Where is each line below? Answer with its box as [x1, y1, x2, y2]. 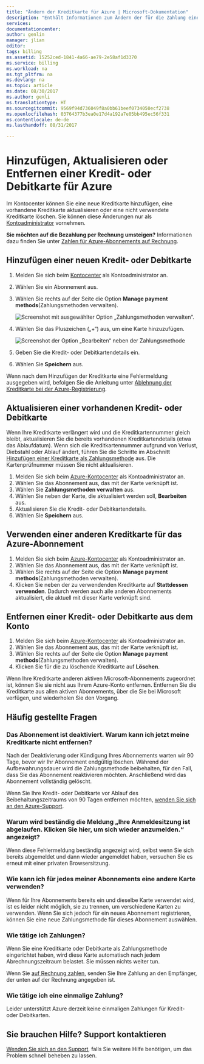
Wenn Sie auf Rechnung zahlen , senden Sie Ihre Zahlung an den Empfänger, [6, 970, 197, 977]
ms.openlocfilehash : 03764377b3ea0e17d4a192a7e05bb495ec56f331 [6, 111, 170, 117]
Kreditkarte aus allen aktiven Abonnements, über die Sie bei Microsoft [6, 688, 181, 695]
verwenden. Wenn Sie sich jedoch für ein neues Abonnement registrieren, [6, 909, 191, 917]
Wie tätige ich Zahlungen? [6, 931, 86, 939]
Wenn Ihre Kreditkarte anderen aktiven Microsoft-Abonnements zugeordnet [6, 675, 195, 683]
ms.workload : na [6, 65, 47, 72]
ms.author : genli [6, 94, 50, 100]
